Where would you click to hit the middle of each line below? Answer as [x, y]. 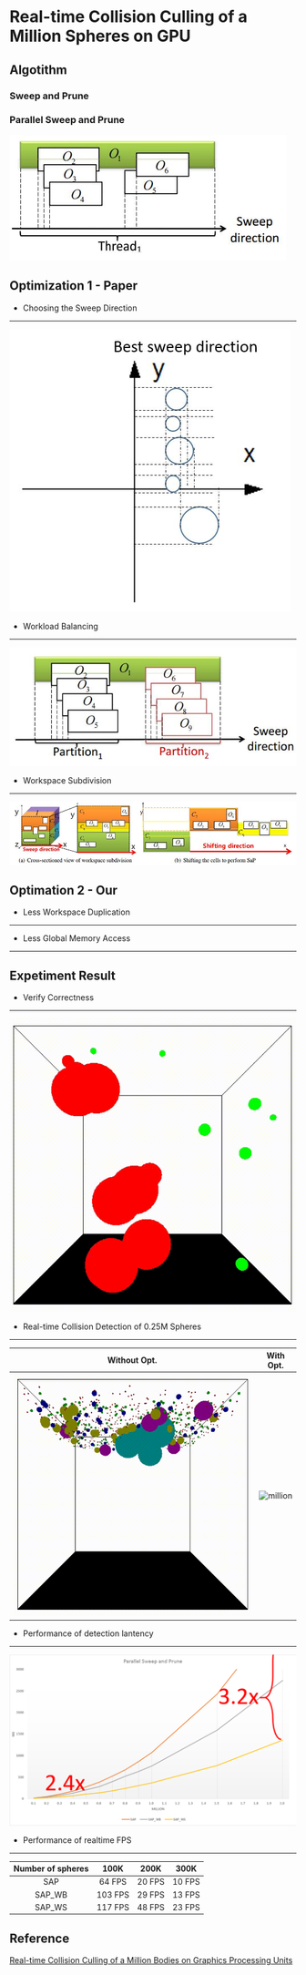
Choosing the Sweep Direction [80, 308]
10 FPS [186, 1882]
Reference [40, 1938]
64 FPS [113, 1882]
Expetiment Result [63, 975]
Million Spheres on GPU [100, 36]
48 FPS [151, 1907]
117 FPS [113, 1907]
